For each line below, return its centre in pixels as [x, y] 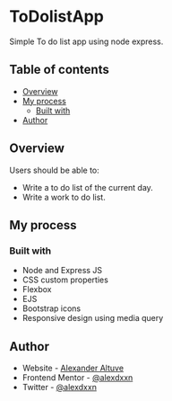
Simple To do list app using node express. [86, 41]
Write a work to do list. [64, 197]
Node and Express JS [62, 271]
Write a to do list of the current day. [88, 187]
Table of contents [59, 70]
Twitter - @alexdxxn [59, 388]
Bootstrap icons [52, 308]
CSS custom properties [65, 280]
